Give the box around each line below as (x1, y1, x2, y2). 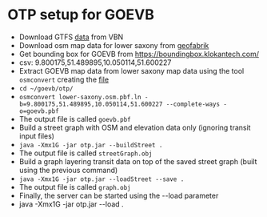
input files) (18, 131, 55, 141)
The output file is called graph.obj (18, 182, 131, 191)
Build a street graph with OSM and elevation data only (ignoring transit (18, 123, 251, 132)
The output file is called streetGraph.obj (18, 148, 153, 158)
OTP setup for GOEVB (7, 6, 155, 24)
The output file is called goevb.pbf (18, 114, 131, 123)
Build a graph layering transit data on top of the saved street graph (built (18, 156, 257, 166)
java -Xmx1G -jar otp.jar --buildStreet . (18, 141, 163, 149)
